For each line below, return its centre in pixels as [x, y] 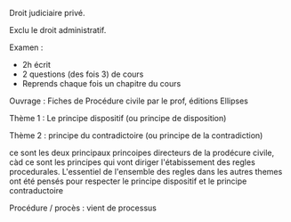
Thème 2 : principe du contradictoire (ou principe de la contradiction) [136, 136]
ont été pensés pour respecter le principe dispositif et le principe [128, 181]
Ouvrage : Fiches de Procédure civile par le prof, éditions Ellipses [129, 101]
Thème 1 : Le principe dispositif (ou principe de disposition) [118, 118]
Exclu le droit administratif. [58, 30]
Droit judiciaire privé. [48, 13]
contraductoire [36, 190]
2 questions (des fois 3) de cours [83, 74]
